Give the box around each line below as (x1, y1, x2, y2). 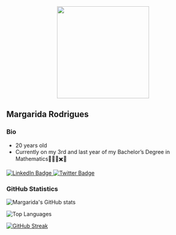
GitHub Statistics (6, 184, 58, 193)
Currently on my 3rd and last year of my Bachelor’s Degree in (15, 148, 170, 155)
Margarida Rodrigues (6, 109, 89, 120)
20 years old (15, 141, 47, 149)
